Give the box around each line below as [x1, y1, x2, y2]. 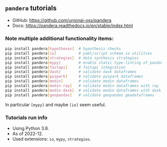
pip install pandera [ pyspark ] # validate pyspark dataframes [5, 74, 143, 79]
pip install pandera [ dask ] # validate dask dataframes [5, 69, 137, 74]
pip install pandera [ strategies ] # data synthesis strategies [5, 55, 139, 60]
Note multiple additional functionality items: [5, 35, 114, 42]
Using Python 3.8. [12, 126, 49, 132]
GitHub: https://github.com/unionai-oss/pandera [12, 17, 112, 23]
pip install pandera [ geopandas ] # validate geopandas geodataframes [5, 92, 155, 98]
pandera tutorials [5, 4, 57, 12]
